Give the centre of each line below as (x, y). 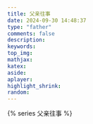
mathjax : (20, 60)
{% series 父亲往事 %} (40, 113)
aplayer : (20, 79)
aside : (17, 73)
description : (26, 40)
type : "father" (30, 27)
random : (19, 92)
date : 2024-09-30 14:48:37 (47, 20)
